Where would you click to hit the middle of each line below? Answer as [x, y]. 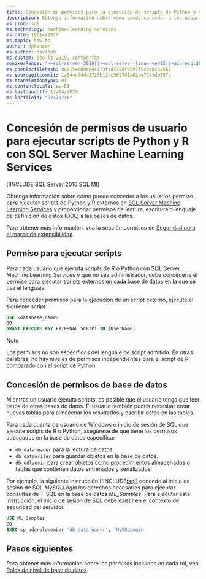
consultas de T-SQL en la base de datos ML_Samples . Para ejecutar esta [98, 494]
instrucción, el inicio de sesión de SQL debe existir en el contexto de [93, 500]
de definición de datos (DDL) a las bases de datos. [70, 216]
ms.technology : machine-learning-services [61, 29]
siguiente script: [27, 306]
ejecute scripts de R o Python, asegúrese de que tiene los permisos [92, 431]
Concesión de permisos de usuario [97, 128]
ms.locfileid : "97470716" [39, 98]
